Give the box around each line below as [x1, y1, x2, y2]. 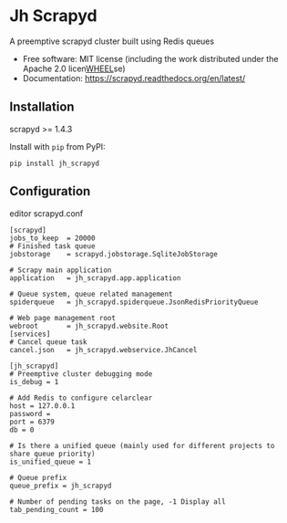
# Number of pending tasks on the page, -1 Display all [9, 497, 226, 507]
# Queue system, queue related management [9, 289, 173, 298]
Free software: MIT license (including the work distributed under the [22, 53, 279, 64]
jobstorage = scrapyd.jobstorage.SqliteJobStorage [9, 249, 219, 258]
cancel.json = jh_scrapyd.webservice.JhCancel [9, 345, 198, 354]
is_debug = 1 [9, 377, 59, 386]
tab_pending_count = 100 [9, 505, 104, 514]
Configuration [9, 183, 91, 199]
